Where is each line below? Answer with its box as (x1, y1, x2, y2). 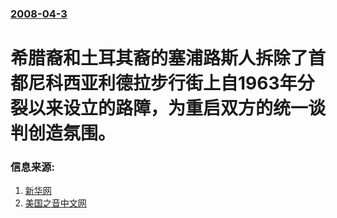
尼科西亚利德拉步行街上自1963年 (28, 72, 298, 95)
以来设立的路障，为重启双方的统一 (28, 97, 309, 120)
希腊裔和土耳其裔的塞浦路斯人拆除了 (10, 47, 309, 70)
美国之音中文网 (24, 197, 87, 209)
